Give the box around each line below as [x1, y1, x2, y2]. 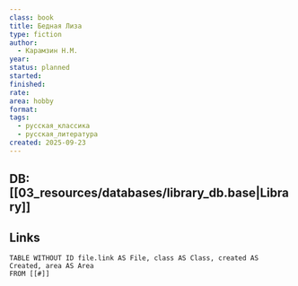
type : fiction [9, 30, 63, 39]
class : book [9, 13, 54, 22]
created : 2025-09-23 [9, 138, 87, 147]
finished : [9, 80, 47, 89]
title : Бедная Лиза [9, 22, 83, 30]
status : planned [9, 64, 70, 73]
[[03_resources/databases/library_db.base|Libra [9, 186, 289, 201]
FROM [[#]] [9, 269, 50, 278]
